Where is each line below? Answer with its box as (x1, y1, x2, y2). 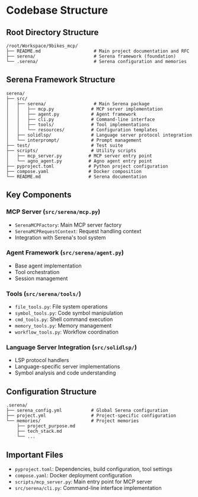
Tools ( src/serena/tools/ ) (6, 290, 81, 298)
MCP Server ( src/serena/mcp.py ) (6, 207, 101, 216)
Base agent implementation (14, 262, 82, 269)
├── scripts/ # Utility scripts (6, 147, 136, 153)
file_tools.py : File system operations (14, 303, 108, 310)
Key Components (6, 190, 72, 200)
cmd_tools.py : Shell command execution (14, 316, 113, 323)
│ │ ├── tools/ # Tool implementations (6, 121, 150, 128)
